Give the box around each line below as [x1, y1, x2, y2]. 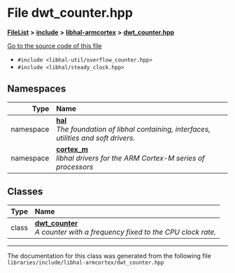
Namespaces [7, 83, 66, 95]
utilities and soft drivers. [55, 133, 135, 143]
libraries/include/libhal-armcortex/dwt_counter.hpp [7, 259, 164, 266]
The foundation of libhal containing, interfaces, [55, 124, 211, 134]
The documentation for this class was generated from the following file [7, 251, 212, 260]
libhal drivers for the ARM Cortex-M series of [55, 153, 205, 162]
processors [55, 162, 94, 171]
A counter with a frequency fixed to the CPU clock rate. [34, 227, 217, 237]
